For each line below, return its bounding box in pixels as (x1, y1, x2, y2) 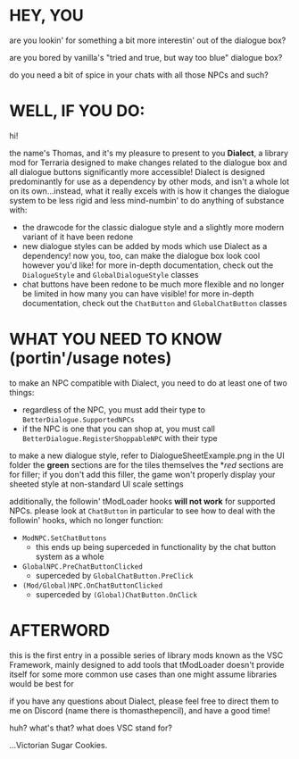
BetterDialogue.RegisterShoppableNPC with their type (21, 432, 219, 443)
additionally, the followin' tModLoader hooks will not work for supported (9, 496, 276, 506)
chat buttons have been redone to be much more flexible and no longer (21, 279, 285, 289)
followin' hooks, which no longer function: (9, 514, 163, 525)
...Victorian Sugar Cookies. (9, 739, 108, 750)
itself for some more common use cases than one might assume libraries (9, 669, 278, 680)
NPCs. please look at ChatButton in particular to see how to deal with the (9, 505, 276, 516)
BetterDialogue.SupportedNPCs (21, 415, 136, 424)
